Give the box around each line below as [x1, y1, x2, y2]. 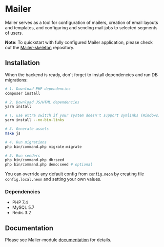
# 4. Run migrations [5, 140, 47, 144]
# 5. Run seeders [5, 153, 41, 158]
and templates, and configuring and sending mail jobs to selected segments [5, 24, 158, 30]
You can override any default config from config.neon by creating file [5, 171, 144, 177]
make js [5, 131, 21, 136]
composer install [5, 91, 41, 96]
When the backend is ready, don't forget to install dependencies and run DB [5, 72, 158, 78]
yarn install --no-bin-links [5, 118, 64, 123]
